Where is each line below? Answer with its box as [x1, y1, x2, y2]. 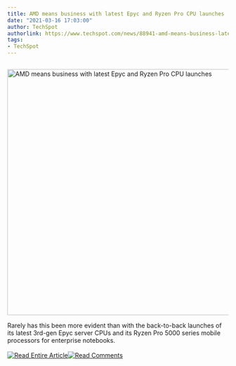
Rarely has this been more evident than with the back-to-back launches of [7, 321, 223, 329]
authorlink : [7, 30, 42, 37]
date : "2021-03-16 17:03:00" [7, 17, 93, 24]
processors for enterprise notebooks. [7, 336, 116, 344]
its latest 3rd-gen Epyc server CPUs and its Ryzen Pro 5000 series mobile [7, 329, 221, 337]
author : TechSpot [7, 23, 58, 30]
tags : [7, 37, 23, 44]
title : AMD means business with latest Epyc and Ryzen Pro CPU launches [7, 10, 225, 18]
